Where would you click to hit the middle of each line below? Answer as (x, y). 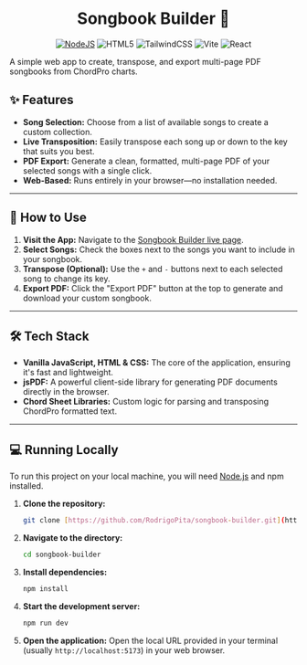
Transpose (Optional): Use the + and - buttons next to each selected (153, 269)
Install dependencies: (65, 572)
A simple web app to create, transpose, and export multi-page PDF (136, 61)
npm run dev (45, 623)
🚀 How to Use (48, 218)
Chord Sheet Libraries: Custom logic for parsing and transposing (146, 402)
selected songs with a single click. (87, 170)
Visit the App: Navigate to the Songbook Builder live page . (133, 239)
